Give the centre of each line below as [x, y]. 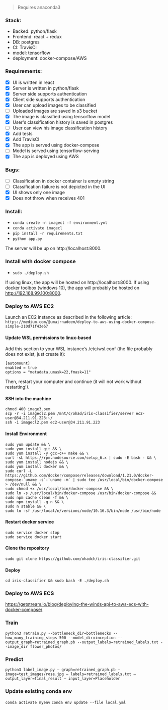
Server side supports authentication [50, 93]
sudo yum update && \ [28, 444]
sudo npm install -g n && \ [35, 502]
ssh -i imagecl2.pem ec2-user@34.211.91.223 [53, 422]
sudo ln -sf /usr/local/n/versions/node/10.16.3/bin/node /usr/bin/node [83, 511]
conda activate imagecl [37, 228]
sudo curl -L [19, 471]
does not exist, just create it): [35, 354]
